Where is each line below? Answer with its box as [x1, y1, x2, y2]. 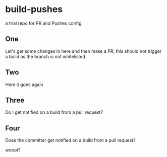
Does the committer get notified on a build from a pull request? [5, 137, 136, 143]
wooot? [5, 147, 21, 153]
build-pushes [5, 4, 63, 15]
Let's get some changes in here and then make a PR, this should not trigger [5, 48, 162, 54]
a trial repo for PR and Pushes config [5, 20, 82, 26]
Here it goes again [5, 82, 44, 88]
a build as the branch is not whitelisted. [5, 53, 87, 59]
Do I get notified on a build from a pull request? [5, 109, 103, 115]
